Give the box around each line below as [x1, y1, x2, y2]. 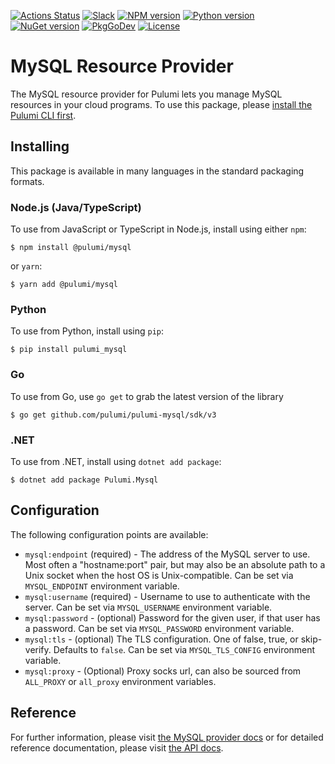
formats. [10, 175, 45, 187]
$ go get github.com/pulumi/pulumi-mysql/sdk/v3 [10, 410, 217, 420]
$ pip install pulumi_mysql [10, 345, 128, 355]
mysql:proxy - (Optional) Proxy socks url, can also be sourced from [24, 665, 302, 677]
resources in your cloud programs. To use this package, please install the [10, 98, 313, 110]
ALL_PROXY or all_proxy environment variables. [24, 675, 217, 687]
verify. [24, 643, 52, 655]
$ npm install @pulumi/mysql [10, 243, 132, 253]
